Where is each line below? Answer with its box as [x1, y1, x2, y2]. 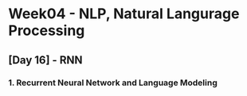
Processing [8, 21, 85, 40]
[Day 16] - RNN [8, 53, 83, 67]
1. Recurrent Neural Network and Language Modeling [8, 77, 218, 88]
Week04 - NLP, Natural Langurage [8, 5, 240, 23]
